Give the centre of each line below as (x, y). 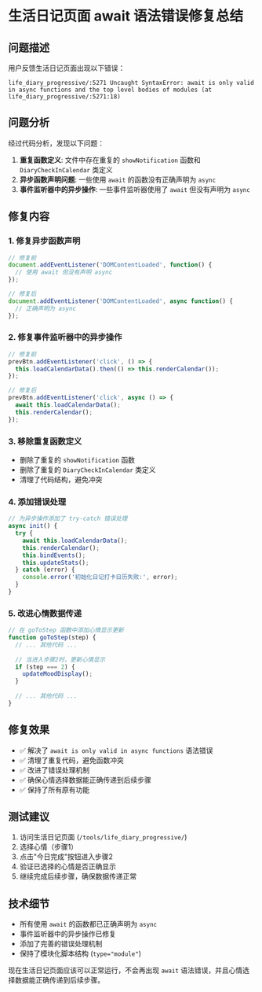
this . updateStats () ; (56, 562)
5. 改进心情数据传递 (45, 613)
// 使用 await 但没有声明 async (64, 272)
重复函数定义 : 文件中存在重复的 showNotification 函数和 (110, 160)
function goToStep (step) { (52, 638)
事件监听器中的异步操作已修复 (67, 934)
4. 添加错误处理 (37, 502)
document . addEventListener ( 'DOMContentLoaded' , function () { (110, 265)
